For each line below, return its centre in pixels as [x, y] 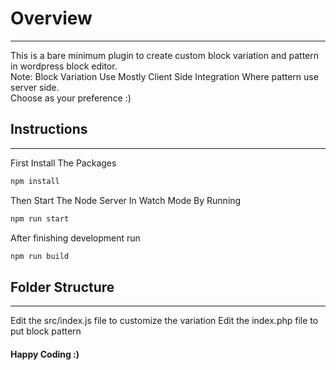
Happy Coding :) [45, 354]
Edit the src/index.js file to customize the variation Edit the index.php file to [164, 321]
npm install [35, 181]
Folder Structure [62, 287]
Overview [51, 18]
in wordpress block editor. [64, 66]
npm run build [40, 256]
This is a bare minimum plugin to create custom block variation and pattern [164, 55]
